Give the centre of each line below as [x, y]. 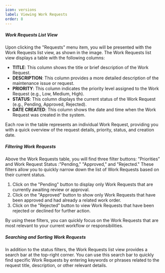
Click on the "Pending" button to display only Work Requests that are [83, 185]
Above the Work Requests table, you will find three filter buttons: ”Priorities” [82, 159]
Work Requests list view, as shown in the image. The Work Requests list [78, 53]
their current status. [25, 175]
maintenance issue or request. [43, 83]
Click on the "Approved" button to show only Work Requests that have [84, 195]
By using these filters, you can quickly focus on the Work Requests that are [82, 220]
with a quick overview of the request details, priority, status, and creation [80, 130]
